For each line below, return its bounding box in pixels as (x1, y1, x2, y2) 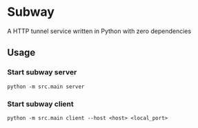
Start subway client (7, 99, 74, 109)
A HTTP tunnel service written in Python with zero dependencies (7, 27, 192, 35)
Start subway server (7, 67, 77, 77)
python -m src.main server (7, 83, 85, 90)
